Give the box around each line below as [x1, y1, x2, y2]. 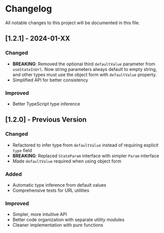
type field [12, 147, 33, 153]
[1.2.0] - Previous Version [5, 115, 87, 124]
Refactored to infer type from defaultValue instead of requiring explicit [12, 142, 159, 148]
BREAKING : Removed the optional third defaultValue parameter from [12, 61, 155, 67]
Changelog [5, 3, 52, 15]
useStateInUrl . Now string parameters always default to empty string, [12, 66, 157, 72]
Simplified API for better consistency [12, 76, 89, 83]
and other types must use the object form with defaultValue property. [12, 71, 157, 77]
